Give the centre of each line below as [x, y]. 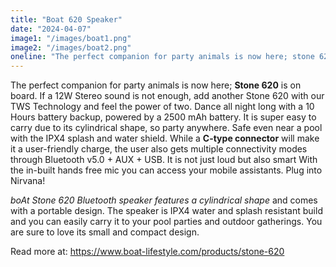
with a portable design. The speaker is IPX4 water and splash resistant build [166, 211]
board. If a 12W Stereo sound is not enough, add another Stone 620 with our [167, 96]
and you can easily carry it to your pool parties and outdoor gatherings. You [166, 222]
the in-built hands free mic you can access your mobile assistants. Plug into [166, 170]
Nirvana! [28, 181]
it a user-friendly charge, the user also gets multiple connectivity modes [159, 149]
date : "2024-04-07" [51, 29]
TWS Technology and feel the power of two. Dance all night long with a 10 [162, 107]
